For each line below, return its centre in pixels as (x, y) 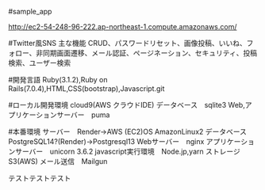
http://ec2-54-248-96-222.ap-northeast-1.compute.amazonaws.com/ (123, 27)
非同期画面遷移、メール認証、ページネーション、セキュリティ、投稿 (146, 53)
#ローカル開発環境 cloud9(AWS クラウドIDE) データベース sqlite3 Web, (127, 105)
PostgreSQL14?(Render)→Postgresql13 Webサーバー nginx (106, 141)
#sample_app (30, 11)
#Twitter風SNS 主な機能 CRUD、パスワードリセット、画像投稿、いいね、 (128, 43)
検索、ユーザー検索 (40, 63)
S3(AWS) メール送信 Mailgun (58, 161)
